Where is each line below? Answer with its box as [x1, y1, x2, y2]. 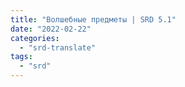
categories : [10, 33, 60, 43]
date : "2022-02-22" [10, 24, 92, 34]
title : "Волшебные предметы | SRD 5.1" [10, 14, 177, 25]
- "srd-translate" [19, 42, 97, 53]
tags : [10, 52, 33, 62]
